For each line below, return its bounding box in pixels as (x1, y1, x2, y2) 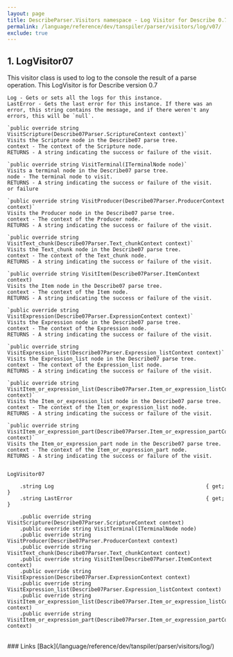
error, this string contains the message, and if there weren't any (7, 107, 209, 114)
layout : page (7, 10, 45, 17)
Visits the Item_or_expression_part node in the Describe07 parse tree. (7, 441, 222, 447)
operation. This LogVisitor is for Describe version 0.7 (7, 81, 158, 89)
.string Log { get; (19, 483, 225, 490)
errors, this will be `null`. (7, 112, 95, 120)
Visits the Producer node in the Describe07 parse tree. (7, 210, 175, 217)
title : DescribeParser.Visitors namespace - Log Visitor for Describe (7, 17, 216, 24)
